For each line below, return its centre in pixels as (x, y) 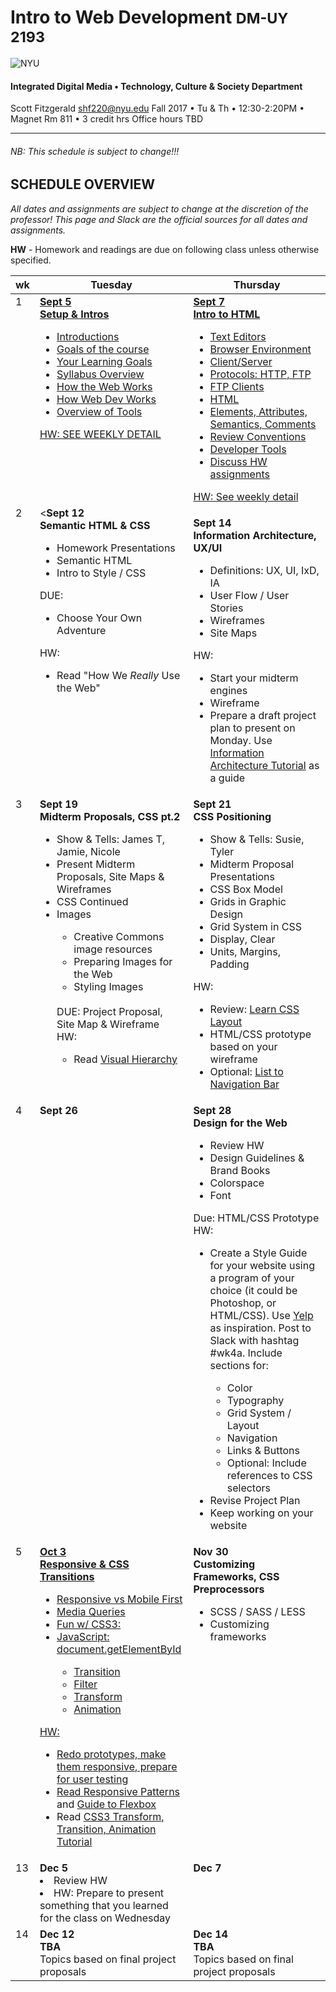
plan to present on (252, 728)
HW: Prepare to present (109, 1893)
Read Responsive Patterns (118, 1791)
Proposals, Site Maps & (110, 876)
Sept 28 (212, 1110)
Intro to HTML (227, 314)
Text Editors (238, 336)
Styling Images (108, 986)
